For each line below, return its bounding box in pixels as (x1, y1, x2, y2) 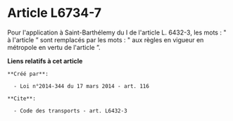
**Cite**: (7, 95, 37, 102)
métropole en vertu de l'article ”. (7, 43, 101, 51)
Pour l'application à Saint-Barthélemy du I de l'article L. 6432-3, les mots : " (7, 28, 227, 37)
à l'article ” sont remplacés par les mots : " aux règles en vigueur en (7, 35, 204, 44)
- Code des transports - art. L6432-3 (13, 107, 128, 114)
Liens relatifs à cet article (7, 56, 83, 65)
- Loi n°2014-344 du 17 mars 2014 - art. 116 (13, 82, 150, 89)
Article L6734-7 (7, 5, 102, 21)
